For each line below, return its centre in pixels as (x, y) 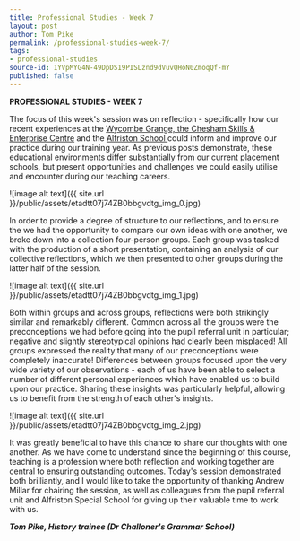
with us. (24, 509)
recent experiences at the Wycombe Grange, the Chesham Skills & (132, 128)
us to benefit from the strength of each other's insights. (111, 398)
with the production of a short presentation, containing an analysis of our (144, 249)
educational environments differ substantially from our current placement (144, 157)
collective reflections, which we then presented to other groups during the (146, 258)
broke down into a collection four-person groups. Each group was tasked (144, 240)
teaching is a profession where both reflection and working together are (142, 461)
